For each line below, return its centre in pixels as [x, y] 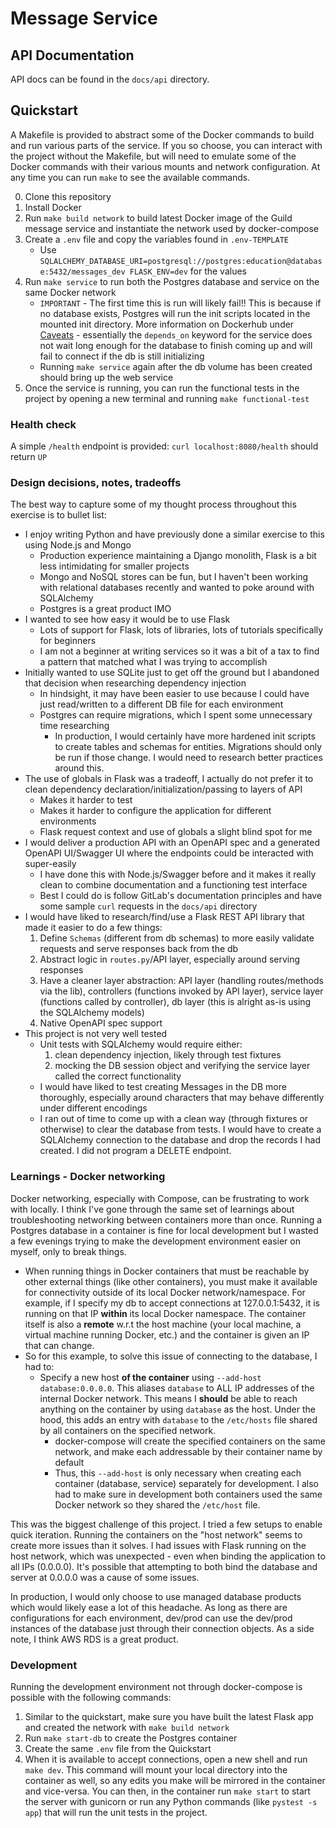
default [69, 1462]
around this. [79, 768]
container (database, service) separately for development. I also [186, 1483]
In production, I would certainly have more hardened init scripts [185, 736]
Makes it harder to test [86, 800]
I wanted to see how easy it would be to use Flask [127, 619]
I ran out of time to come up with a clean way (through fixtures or [174, 1119]
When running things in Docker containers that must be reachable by [167, 1271]
